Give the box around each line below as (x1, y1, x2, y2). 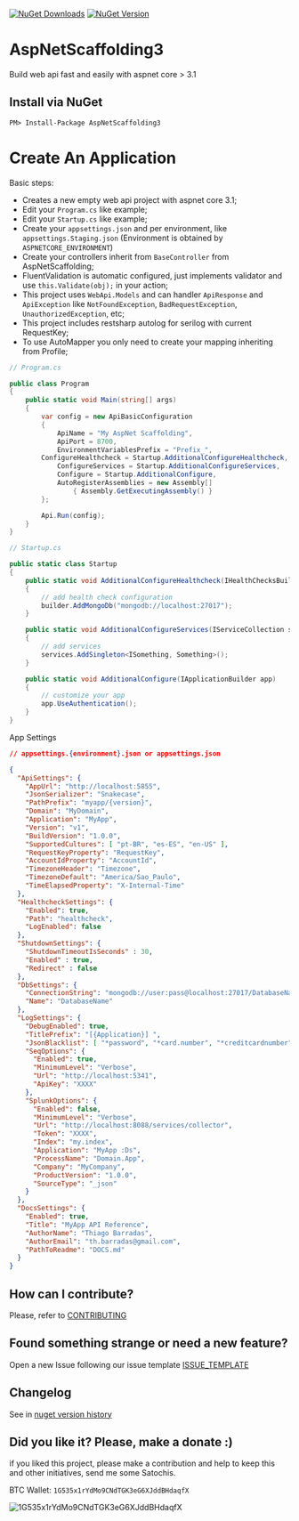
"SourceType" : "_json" (32, 1179, 117, 1188)
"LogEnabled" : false (25, 922, 101, 932)
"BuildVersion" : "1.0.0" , (25, 831, 122, 840)
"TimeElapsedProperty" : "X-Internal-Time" (25, 881, 185, 890)
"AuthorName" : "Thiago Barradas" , (25, 1228, 153, 1237)
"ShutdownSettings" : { (17, 939, 101, 948)
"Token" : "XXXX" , (32, 1129, 98, 1138)
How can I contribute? (9, 1286, 134, 1301)
